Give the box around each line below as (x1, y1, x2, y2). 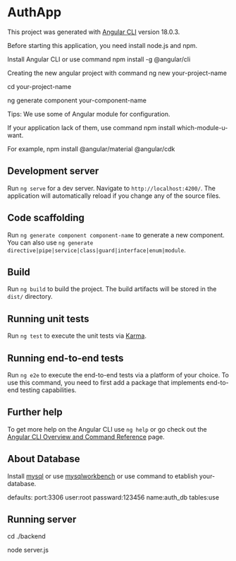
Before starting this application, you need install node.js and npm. (7, 41, 198, 49)
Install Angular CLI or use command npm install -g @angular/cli (7, 54, 191, 64)
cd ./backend (7, 532, 46, 541)
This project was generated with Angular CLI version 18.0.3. (7, 28, 180, 36)
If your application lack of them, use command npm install (7, 123, 176, 131)
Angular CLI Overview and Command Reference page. (7, 432, 165, 441)
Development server (7, 165, 99, 177)
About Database (7, 453, 80, 465)
